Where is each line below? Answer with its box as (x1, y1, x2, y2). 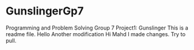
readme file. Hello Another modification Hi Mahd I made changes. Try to (5, 30, 186, 37)
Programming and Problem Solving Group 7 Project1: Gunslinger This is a (5, 24, 189, 31)
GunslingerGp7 (5, 4, 84, 18)
